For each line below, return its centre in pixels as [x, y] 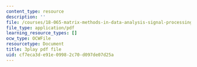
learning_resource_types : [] [42, 33]
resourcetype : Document [35, 44]
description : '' [26, 17]
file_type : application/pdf [40, 28]
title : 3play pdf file [34, 50]
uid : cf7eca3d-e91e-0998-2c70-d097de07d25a [60, 55]
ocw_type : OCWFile [28, 38]
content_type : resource [35, 11]
